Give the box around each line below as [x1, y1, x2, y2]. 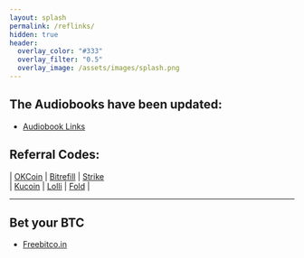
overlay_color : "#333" [17, 47, 103, 56]
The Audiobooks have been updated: [9, 97, 223, 113]
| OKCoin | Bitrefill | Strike [9, 170, 105, 181]
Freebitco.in [22, 239, 68, 250]
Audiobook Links [22, 121, 86, 132]
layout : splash [9, 13, 67, 23]
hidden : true [9, 30, 59, 39]
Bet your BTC [9, 215, 85, 230]
